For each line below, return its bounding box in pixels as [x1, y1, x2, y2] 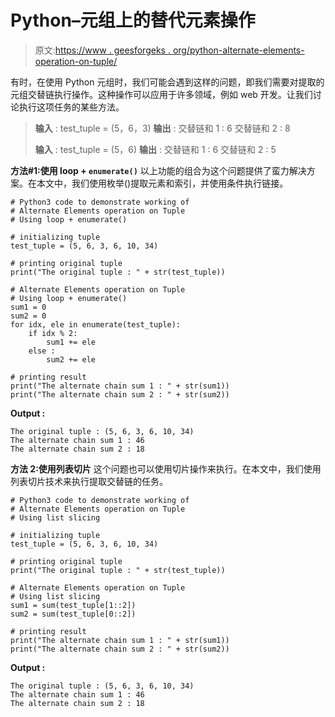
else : [28, 346, 56, 356]
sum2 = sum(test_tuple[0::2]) [10, 609, 137, 619]
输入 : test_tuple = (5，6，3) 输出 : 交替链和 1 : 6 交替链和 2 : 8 [34, 122, 291, 134]
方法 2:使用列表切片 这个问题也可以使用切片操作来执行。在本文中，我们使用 [10, 462, 322, 475]
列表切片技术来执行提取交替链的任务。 [10, 475, 168, 487]
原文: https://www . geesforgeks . [34, 44, 171, 56]
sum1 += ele [46, 337, 97, 347]
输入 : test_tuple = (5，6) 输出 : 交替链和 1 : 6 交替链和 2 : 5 [34, 143, 277, 155]
